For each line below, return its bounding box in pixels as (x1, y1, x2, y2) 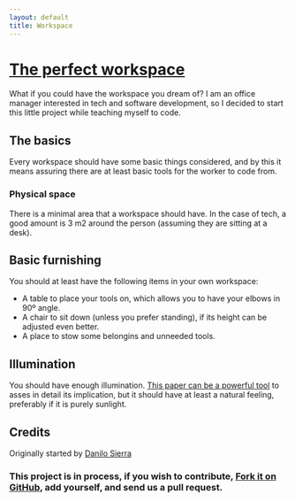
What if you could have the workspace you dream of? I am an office (9, 89, 256, 99)
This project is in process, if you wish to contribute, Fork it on (9, 470, 276, 483)
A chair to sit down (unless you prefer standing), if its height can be (21, 312, 268, 323)
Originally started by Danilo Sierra (9, 448, 132, 459)
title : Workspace (9, 21, 73, 30)
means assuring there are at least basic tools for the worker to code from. (9, 166, 277, 177)
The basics (9, 133, 72, 148)
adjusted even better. (21, 321, 100, 332)
